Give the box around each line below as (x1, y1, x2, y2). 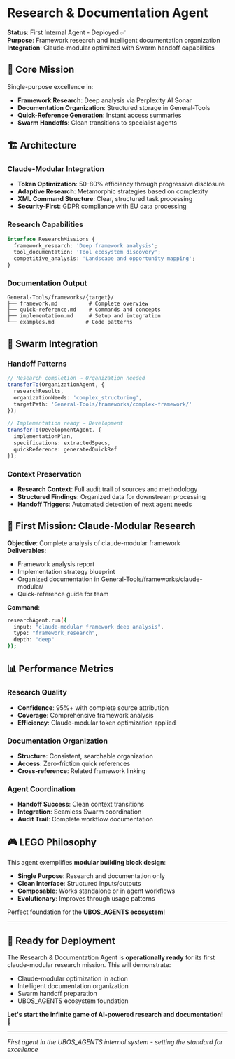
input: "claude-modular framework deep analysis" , (13, 623, 164, 630)
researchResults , (13, 388, 64, 395)
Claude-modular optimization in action (17, 974, 128, 983)
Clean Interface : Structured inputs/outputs (17, 880, 141, 888)
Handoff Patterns (7, 359, 67, 369)
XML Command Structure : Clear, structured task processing (17, 195, 193, 203)
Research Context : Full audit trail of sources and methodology (17, 485, 198, 493)
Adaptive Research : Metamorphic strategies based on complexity (17, 187, 208, 196)
